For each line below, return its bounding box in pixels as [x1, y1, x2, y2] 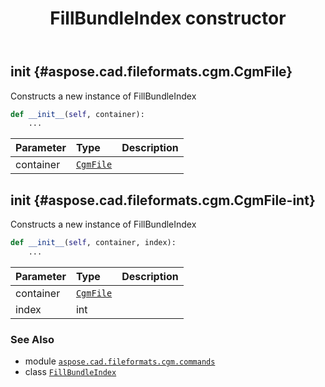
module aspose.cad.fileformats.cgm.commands [24, 355, 216, 367]
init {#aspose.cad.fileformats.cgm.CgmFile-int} [10, 192, 316, 209]
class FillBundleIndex [24, 366, 117, 378]
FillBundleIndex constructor [49, 7, 287, 30]
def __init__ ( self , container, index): [10, 238, 177, 248]
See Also [10, 332, 55, 346]
